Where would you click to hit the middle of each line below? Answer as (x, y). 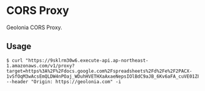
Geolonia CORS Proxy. (34, 27)
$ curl (15, 60)
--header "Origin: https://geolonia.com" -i (64, 82)
